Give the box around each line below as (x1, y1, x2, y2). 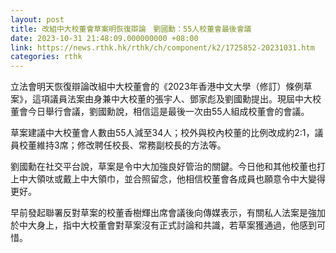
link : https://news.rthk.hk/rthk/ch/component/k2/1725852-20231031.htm (10, 42, 315, 53)
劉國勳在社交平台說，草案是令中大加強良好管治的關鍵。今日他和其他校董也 (10, 161, 317, 173)
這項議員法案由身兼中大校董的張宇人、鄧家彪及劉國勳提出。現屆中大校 (31, 93, 322, 105)
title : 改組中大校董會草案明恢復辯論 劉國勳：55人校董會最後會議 (10, 24, 252, 34)
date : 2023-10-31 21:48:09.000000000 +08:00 (10, 33, 199, 43)
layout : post (10, 14, 65, 25)
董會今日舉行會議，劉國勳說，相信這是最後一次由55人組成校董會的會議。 (10, 106, 310, 118)
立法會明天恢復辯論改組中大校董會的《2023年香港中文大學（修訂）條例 (10, 81, 304, 93)
